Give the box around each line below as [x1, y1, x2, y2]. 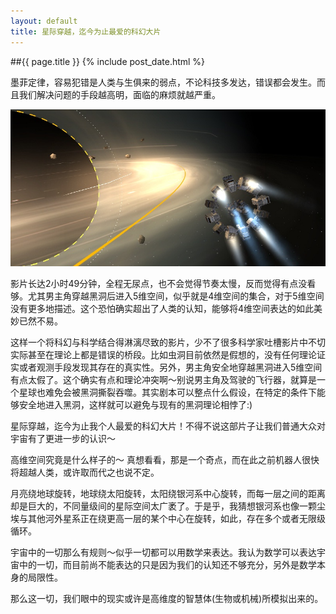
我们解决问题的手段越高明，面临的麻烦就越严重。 [18, 88, 221, 100]
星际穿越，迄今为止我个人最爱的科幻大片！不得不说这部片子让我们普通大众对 [10, 420, 326, 432]
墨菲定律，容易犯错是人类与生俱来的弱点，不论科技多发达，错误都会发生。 [10, 76, 317, 88]
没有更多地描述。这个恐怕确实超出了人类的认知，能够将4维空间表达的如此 [10, 302, 315, 314]
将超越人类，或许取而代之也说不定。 [10, 466, 160, 478]
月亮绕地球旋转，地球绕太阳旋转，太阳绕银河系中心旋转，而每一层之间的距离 [10, 487, 326, 499]
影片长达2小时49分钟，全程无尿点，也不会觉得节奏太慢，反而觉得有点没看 [10, 277, 317, 289]
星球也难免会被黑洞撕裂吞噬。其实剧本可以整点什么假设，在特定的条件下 [18, 386, 317, 398]
